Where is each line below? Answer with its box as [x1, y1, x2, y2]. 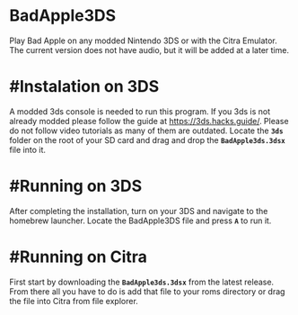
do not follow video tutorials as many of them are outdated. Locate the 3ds [9, 125, 284, 136]
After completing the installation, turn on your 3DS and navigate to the [9, 205, 268, 216]
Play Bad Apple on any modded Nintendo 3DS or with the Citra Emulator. [9, 35, 278, 46]
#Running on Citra [9, 247, 148, 266]
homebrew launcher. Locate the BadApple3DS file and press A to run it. [9, 215, 272, 226]
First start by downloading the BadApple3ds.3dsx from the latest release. [9, 276, 275, 287]
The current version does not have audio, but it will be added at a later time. [9, 44, 290, 55]
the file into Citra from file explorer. [9, 295, 139, 306]
